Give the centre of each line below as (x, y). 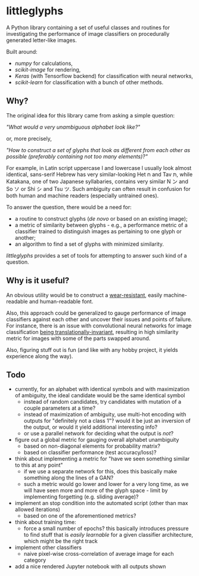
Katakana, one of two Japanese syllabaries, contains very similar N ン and (97, 181)
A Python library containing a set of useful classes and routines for (88, 27)
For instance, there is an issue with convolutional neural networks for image (99, 326)
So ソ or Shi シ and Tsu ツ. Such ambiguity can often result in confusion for (98, 188)
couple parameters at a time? (60, 408)
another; (25, 237)
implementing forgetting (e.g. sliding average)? (81, 497)
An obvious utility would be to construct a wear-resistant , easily (84, 295)
